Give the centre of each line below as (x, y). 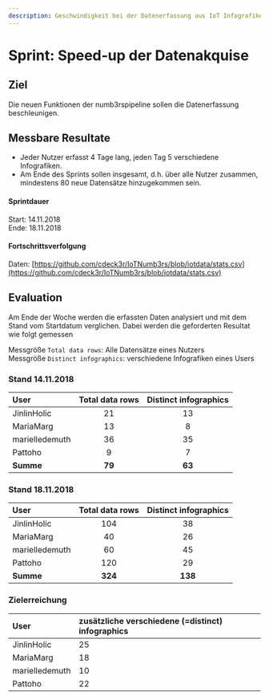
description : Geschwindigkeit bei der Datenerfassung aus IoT (114, 16)
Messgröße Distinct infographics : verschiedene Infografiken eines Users (131, 358)
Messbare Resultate (59, 138)
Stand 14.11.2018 (41, 379)
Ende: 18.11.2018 (35, 228)
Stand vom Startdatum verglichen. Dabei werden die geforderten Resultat (129, 325)
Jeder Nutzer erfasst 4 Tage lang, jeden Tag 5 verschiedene (119, 157)
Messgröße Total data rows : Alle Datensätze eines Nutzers (106, 349)
